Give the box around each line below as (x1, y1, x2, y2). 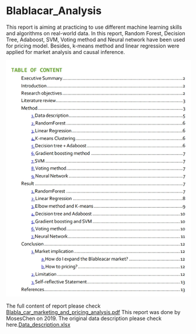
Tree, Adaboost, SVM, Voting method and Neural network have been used (6, 36, 185, 43)
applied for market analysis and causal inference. (6, 48, 125, 55)
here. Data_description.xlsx (6, 321, 70, 328)
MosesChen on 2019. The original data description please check (6, 315, 162, 322)
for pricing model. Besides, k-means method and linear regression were (6, 42, 180, 49)
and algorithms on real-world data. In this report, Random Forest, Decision (6, 29, 185, 36)
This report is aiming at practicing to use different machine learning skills (6, 23, 183, 31)
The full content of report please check (6, 302, 101, 309)
